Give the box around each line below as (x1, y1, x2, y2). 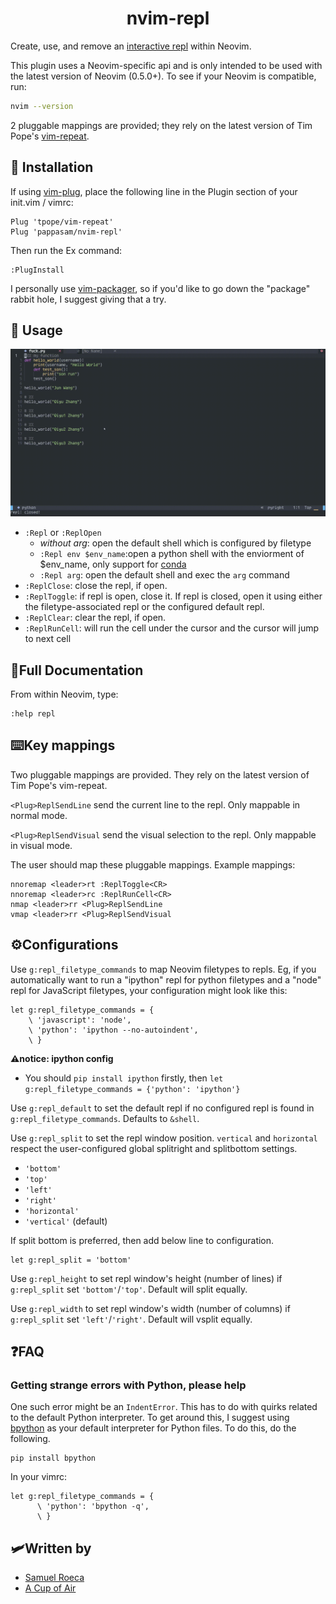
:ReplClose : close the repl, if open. (24, 580, 168, 592)
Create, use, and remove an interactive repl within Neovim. (10, 40, 252, 52)
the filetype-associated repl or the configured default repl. (24, 601, 265, 613)
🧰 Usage (10, 322, 63, 339)
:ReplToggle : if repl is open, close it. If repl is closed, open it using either (24, 590, 323, 602)
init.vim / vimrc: (10, 196, 74, 208)
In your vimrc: (10, 1471, 68, 1483)
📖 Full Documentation (10, 662, 144, 679)
